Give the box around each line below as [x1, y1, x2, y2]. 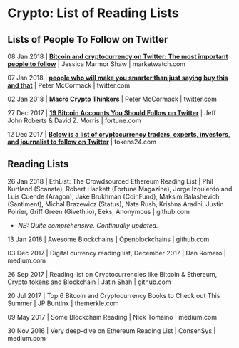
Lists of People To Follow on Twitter [7, 33, 168, 46]
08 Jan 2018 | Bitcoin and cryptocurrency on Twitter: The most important [7, 52, 228, 60]
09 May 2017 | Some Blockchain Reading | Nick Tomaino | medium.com [7, 312, 218, 321]
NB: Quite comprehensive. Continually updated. [17, 221, 158, 229]
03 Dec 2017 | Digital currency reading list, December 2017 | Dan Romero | [7, 248, 226, 257]
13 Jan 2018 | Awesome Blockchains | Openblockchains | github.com [7, 235, 210, 243]
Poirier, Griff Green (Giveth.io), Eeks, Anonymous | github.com [7, 207, 190, 216]
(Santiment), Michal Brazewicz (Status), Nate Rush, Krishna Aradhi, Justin [7, 199, 224, 208]
